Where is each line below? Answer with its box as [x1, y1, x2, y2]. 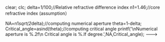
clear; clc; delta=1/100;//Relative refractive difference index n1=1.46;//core [5, 5, 160, 10]
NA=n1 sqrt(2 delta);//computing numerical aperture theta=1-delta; [5, 20, 142, 26]
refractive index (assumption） [5, 10, 70, 16]
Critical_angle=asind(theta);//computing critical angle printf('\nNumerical [5, 26, 158, 32]
